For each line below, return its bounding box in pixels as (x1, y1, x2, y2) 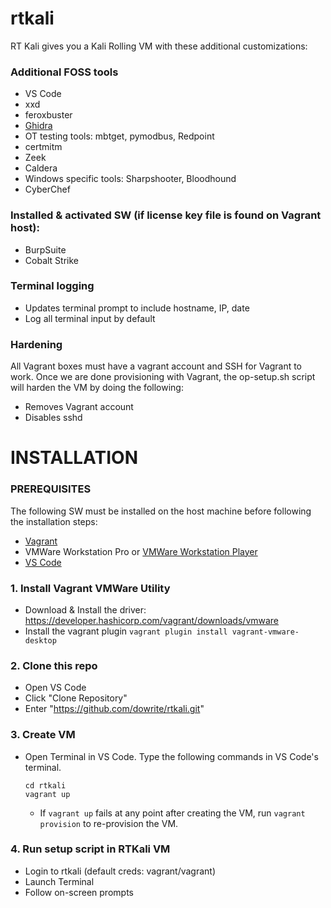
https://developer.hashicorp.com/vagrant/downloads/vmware (24, 614, 280, 626)
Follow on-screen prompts (24, 886, 134, 898)
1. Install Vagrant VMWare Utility (10, 581, 171, 595)
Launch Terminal (24, 875, 95, 887)
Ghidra (24, 120, 53, 132)
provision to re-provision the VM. (39, 817, 179, 829)
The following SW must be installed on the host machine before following (10, 505, 312, 517)
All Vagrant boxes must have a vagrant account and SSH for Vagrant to (10, 360, 303, 372)
